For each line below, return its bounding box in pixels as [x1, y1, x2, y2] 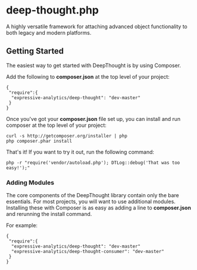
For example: [6, 222, 38, 229]
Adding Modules [6, 178, 55, 187]
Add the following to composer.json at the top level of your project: [6, 73, 170, 80]
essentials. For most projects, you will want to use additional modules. [6, 198, 176, 205]
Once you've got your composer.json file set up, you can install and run [6, 115, 181, 122]
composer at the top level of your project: [6, 122, 107, 129]
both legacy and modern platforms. [6, 29, 92, 36]
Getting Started [6, 46, 64, 56]
